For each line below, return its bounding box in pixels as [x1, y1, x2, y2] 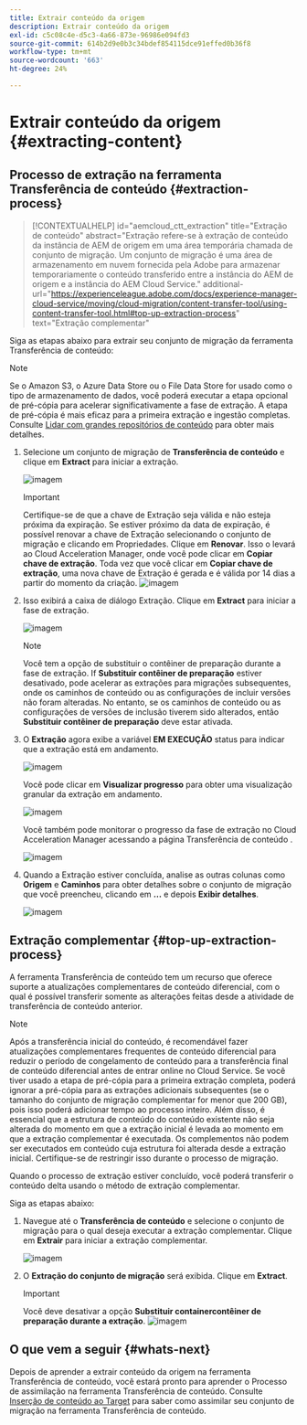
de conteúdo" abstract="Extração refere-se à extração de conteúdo [31, 229, 289, 240]
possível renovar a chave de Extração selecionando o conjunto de [22, 528, 271, 539]
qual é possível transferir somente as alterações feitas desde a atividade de [9, 991, 294, 1002]
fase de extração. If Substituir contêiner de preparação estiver [22, 667, 262, 678]
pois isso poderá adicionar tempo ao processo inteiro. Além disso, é [9, 1103, 265, 1115]
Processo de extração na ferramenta [9, 167, 222, 183]
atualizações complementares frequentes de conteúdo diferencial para [9, 1046, 277, 1057]
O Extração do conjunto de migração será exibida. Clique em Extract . [22, 1270, 288, 1281]
